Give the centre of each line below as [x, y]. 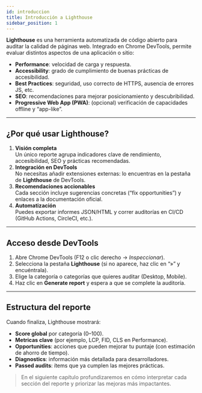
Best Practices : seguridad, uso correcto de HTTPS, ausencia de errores [104, 84]
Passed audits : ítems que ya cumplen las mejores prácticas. [90, 365]
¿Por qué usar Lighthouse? [58, 134]
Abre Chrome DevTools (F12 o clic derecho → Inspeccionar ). [90, 257]
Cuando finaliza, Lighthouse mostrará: [54, 321]
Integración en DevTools [46, 167]
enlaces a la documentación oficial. [59, 200]
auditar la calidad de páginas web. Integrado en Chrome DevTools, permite [99, 46]
